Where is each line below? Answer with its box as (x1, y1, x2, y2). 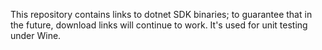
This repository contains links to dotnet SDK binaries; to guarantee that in (10, 9, 313, 20)
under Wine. (10, 30, 62, 41)
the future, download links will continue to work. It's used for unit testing (10, 19, 308, 31)
